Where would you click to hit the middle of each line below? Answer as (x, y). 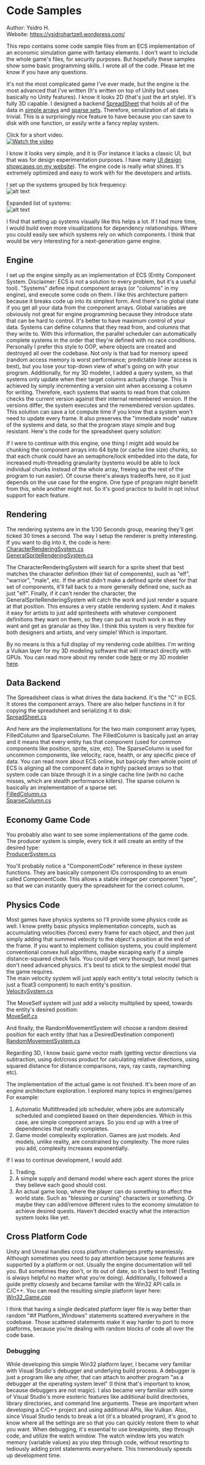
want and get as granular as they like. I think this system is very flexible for (100, 626)
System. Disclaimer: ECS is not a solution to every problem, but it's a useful (101, 281)
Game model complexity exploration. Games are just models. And (98, 1135)
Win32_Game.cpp (29, 1297)
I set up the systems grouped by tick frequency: (67, 184)
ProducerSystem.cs (31, 854)
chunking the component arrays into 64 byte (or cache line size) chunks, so (102, 449)
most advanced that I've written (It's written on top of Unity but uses (92, 90)
